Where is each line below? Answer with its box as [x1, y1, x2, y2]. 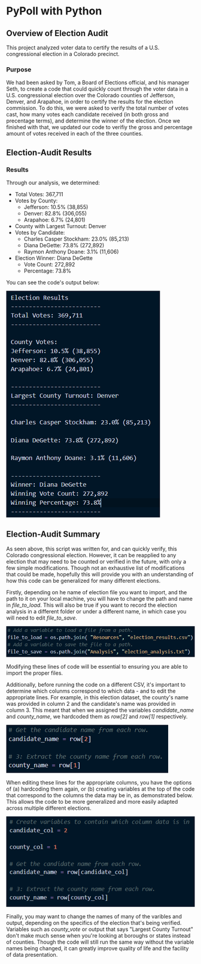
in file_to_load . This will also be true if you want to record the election [6, 601, 178, 609]
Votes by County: [14, 197, 58, 204]
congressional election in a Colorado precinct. [6, 50, 120, 58]
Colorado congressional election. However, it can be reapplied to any [6, 551, 176, 559]
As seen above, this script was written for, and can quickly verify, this [6, 545, 178, 552]
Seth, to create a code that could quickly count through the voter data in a [6, 85, 188, 92]
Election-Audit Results [6, 147, 92, 157]
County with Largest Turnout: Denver [14, 222, 106, 229]
